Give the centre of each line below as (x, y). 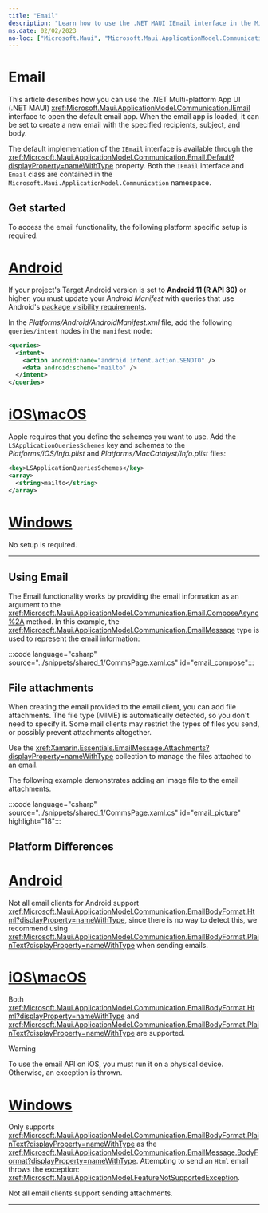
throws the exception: (44, 1169)
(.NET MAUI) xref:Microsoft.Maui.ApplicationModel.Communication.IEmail (129, 108)
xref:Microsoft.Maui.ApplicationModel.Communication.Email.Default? (122, 157)
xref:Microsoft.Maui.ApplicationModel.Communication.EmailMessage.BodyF (134, 1152)
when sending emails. (173, 945)
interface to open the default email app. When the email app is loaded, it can (134, 117)
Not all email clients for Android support (74, 903)
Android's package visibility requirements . (77, 306)
